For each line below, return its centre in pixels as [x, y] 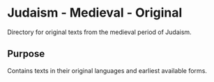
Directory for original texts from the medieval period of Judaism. [99, 32]
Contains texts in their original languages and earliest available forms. [107, 70]
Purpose [26, 54]
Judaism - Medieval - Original [95, 13]
